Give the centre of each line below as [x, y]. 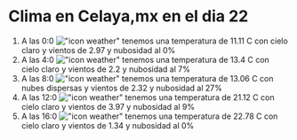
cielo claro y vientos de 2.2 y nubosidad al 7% [105, 69]
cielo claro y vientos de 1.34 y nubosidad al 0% [108, 125]
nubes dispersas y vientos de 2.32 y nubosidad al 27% [122, 88]
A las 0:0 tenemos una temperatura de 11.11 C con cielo [154, 41]
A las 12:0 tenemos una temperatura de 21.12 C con [148, 97]
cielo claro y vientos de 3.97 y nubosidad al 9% [108, 106]
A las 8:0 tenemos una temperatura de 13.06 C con [147, 78]
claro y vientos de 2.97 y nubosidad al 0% [98, 50]
